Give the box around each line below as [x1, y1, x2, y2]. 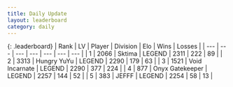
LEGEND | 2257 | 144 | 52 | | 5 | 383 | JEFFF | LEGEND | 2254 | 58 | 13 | [7, 72, 213, 80]
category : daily [7, 23, 55, 30]
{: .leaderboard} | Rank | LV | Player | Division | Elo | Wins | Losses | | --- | [7, 42, 219, 51]
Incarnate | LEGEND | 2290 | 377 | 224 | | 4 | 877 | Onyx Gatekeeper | [7, 64, 208, 73]
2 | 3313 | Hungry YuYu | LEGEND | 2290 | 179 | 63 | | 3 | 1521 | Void [7, 57, 202, 65]
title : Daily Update [7, 10, 68, 17]
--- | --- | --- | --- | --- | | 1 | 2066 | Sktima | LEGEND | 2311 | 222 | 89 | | [15, 49, 223, 58]
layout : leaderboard [7, 17, 68, 24]
